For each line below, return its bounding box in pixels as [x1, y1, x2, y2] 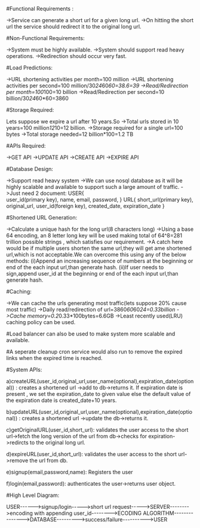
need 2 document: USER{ [21, 190, 85, 197]
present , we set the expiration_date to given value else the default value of [6, 390, 191, 397]
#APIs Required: [6, 142, 46, 149]
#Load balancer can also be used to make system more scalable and [6, 330, 176, 337]
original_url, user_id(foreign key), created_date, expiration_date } [6, 203, 165, 209]
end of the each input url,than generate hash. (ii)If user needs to [6, 264, 164, 271]
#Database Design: [6, 166, 54, 172]
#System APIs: [6, 366, 42, 373]
